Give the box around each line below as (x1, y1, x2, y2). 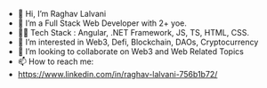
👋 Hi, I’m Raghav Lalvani (17, 9, 107, 19)
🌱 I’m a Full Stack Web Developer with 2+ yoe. (17, 18, 187, 28)
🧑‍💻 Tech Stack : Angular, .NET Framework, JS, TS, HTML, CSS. (17, 28, 249, 37)
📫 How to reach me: (17, 56, 94, 67)
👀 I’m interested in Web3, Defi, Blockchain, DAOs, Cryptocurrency (17, 36, 259, 47)
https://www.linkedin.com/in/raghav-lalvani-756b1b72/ (17, 69, 218, 79)
